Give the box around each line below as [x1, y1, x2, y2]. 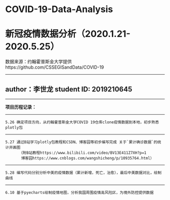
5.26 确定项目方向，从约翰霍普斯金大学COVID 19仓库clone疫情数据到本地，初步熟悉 [5, 120, 159, 125]
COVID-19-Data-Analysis [5, 4, 113, 15]
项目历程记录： [5, 104, 36, 110]
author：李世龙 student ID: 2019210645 [5, 85, 133, 93]
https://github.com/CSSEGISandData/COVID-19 [5, 64, 104, 70]
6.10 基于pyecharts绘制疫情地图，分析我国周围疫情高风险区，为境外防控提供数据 [5, 190, 154, 195]
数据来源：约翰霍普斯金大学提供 [5, 59, 72, 65]
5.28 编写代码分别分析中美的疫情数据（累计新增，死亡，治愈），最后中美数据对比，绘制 [5, 170, 162, 175]
